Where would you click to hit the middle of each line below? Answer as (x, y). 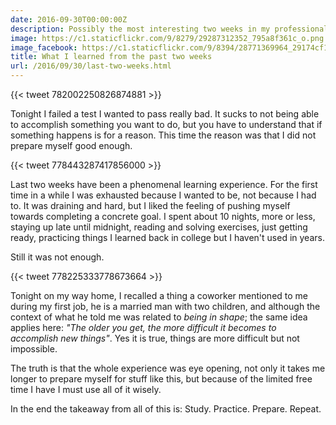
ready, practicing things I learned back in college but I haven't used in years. (167, 237)
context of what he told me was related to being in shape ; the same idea (159, 317)
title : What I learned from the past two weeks (111, 57)
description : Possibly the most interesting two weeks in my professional (169, 29)
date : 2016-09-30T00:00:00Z (69, 19)
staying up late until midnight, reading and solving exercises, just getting (159, 227)
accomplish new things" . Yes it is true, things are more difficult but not (155, 338)
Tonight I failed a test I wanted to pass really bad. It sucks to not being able (165, 114)
